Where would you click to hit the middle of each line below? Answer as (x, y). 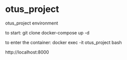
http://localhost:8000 (27, 52)
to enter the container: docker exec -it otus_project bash (63, 42)
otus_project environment (32, 23)
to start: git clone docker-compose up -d (47, 32)
